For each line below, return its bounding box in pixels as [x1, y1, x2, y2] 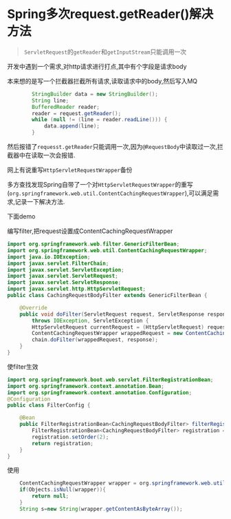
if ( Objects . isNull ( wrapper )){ [19, 487, 107, 493]
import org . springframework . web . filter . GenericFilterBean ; [7, 241, 180, 248]
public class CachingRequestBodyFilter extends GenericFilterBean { [7, 292, 208, 299]
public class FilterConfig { [7, 402, 91, 409]
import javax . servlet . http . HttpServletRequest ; [7, 285, 146, 293]
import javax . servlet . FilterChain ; [7, 260, 109, 267]
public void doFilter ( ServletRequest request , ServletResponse [19, 311, 205, 318]
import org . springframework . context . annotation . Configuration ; [7, 389, 192, 396]
